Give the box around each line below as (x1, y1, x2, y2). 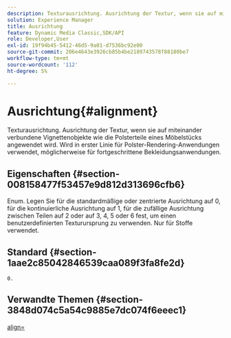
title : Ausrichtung (7, 23, 63, 30)
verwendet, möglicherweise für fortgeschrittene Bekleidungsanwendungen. (7, 148, 221, 156)
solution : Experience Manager (7, 17, 94, 23)
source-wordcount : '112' (7, 61, 78, 68)
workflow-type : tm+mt (7, 55, 69, 62)
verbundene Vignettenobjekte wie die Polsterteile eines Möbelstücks (7, 134, 202, 142)
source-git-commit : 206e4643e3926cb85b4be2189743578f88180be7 (7, 49, 189, 56)
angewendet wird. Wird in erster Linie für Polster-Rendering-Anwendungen (7, 140, 220, 149)
